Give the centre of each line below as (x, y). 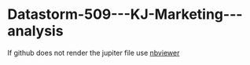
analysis (35, 31)
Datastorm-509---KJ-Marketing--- (125, 14)
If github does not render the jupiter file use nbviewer (94, 52)
